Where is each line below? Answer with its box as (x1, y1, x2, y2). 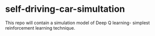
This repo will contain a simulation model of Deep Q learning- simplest (5, 20, 150, 26)
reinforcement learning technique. (5, 25, 75, 31)
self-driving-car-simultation (5, 3, 125, 15)
